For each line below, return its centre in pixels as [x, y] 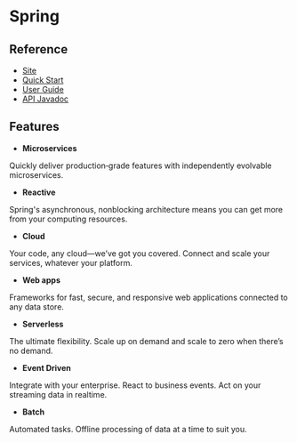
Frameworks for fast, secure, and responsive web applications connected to [149, 297]
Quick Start [43, 80]
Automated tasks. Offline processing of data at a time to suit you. [128, 429]
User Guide [43, 89]
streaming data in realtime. [58, 394]
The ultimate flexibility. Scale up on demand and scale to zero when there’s [147, 341]
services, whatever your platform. [71, 262]
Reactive [39, 192]
